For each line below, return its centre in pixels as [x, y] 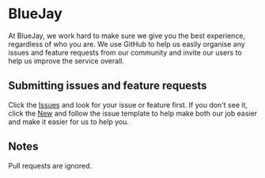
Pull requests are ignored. [50, 165]
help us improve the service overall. [66, 61]
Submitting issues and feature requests [108, 86]
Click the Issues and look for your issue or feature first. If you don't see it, [128, 104]
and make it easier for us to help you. [68, 121]
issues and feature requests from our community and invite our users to [125, 52]
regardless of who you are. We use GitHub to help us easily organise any [127, 44]
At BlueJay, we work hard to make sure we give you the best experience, [127, 36]
